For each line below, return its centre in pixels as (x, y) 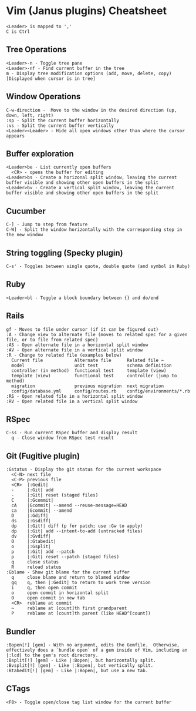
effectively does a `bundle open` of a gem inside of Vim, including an (97, 650)
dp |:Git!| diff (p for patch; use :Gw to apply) (77, 526)
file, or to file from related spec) (52, 340)
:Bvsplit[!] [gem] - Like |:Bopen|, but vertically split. (80, 666)
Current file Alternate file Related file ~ (88, 360)
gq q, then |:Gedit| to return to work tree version (81, 583)
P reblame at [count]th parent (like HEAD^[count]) (81, 613)
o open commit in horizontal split (60, 593)
